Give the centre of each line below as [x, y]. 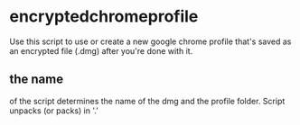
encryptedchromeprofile [104, 17]
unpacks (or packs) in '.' [54, 111]
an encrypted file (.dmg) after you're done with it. [101, 50]
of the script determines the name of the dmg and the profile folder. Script [147, 101]
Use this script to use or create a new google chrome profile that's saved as [150, 41]
